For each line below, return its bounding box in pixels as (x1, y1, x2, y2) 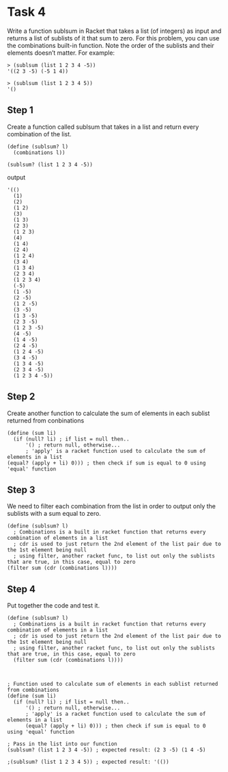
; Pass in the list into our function (7, 740, 117, 747)
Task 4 (7, 4, 46, 20)
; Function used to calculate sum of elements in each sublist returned (7, 681, 218, 688)
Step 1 (7, 104, 34, 116)
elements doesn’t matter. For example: (7, 49, 115, 57)
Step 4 (7, 583, 36, 595)
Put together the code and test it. (7, 601, 100, 610)
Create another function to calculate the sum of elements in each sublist (7, 409, 210, 417)
